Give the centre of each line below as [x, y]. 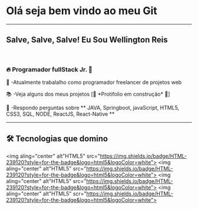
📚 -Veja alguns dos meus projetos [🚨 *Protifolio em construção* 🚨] [88, 94]
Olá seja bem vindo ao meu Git [82, 11]
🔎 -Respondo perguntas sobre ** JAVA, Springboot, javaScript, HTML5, [93, 108]
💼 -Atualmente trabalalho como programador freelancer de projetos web [94, 82]
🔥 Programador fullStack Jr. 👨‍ [49, 69]
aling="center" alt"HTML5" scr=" [46, 194]
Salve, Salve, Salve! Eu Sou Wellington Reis [87, 40]
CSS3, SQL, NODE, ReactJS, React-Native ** [60, 114]
